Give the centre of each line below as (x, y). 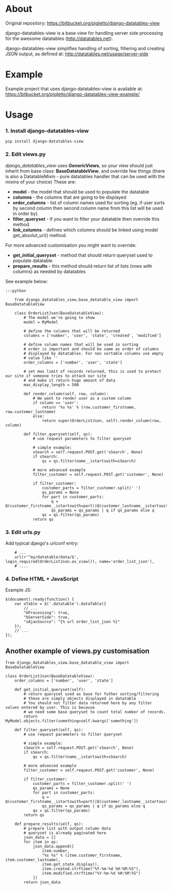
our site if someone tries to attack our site (56, 376)
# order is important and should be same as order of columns (91, 349)
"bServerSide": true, (47, 618)
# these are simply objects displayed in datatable (80, 699)
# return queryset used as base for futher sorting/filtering (91, 694)
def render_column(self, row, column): (66, 394)
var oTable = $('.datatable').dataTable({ (60, 604)
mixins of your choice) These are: (41, 182)
